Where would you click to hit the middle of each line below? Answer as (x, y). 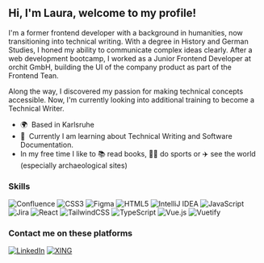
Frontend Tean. (34, 75)
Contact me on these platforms (71, 233)
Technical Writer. (36, 108)
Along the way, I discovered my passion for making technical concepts (126, 91)
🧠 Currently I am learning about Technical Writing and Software (126, 136)
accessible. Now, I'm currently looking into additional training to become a (132, 99)
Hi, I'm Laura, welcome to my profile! (102, 13)
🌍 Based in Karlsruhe (57, 124)
